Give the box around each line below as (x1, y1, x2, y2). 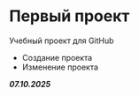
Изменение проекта (21, 62, 99, 72)
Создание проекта (21, 52, 93, 63)
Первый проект (9, 6, 130, 26)
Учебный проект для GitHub (9, 35, 114, 46)
